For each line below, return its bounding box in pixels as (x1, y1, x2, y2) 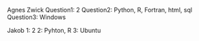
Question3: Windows (7, 13, 66, 21)
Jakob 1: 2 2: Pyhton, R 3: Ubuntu (7, 27, 101, 34)
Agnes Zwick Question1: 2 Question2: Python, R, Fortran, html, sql (7, 6, 193, 14)
